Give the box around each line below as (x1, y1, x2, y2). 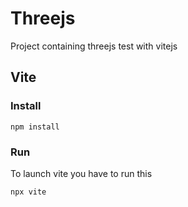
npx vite (10, 187, 47, 197)
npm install (10, 122, 60, 132)
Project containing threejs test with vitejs (10, 40, 178, 52)
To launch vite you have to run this (10, 167, 153, 179)
